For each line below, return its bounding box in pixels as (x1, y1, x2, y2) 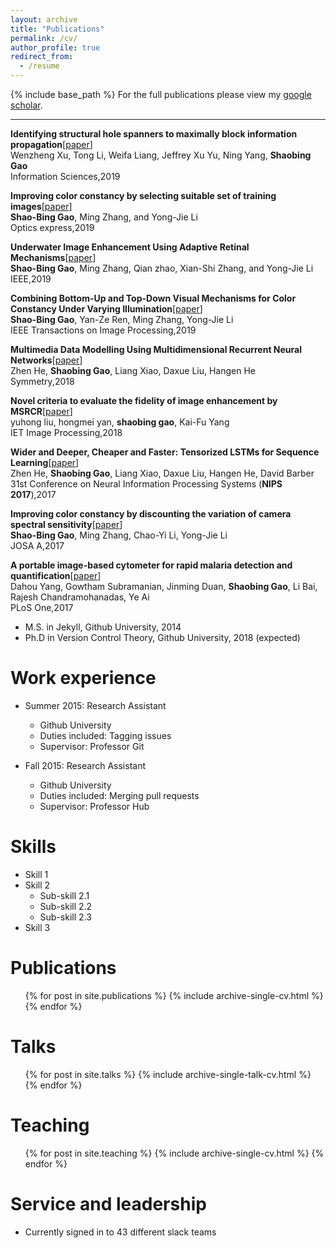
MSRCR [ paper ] (10, 406, 73, 417)
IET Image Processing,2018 (10, 427, 123, 438)
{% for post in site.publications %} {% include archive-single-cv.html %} (24, 989, 324, 1001)
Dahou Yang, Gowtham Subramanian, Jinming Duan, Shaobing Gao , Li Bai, (10, 581, 318, 592)
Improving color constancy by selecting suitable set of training (10, 190, 277, 201)
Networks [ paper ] (10, 354, 83, 366)
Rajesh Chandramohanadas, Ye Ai (10, 591, 150, 603)
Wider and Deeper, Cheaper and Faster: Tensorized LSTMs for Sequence (10, 446, 320, 458)
